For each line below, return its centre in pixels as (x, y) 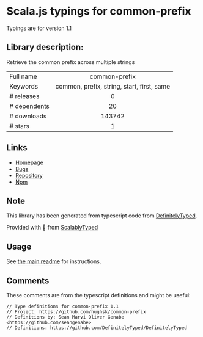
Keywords (24, 86)
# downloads (28, 116)
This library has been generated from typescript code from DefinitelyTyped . (102, 216)
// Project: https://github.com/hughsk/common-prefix (76, 312)
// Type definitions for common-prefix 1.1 (63, 306)
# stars (19, 126)
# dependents (30, 106)
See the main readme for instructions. (54, 261)
